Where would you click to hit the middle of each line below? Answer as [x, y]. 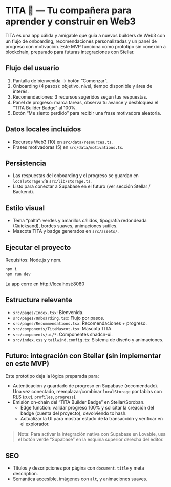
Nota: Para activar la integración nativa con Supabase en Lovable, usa [92, 434]
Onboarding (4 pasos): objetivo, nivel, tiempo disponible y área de [82, 86]
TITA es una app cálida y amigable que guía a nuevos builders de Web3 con [85, 35]
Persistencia [26, 163]
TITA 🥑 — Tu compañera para [68, 11]
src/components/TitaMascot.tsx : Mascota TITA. [62, 328]
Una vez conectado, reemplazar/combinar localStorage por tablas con [87, 392]
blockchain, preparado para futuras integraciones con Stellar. [70, 52]
